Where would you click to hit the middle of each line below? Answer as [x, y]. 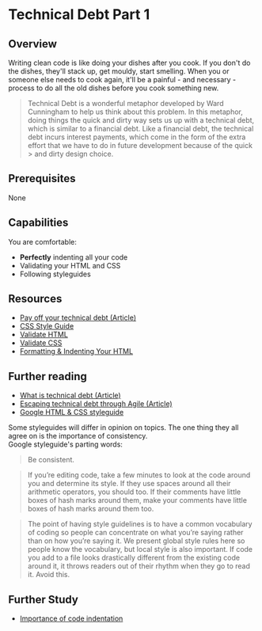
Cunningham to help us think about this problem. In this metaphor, [135, 112]
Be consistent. [51, 460]
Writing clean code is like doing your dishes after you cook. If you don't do [129, 63]
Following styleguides [55, 274]
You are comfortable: [43, 241]
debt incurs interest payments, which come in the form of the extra [137, 137]
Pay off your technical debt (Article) [78, 317]
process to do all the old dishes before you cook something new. [114, 88]
